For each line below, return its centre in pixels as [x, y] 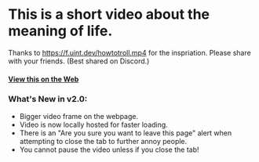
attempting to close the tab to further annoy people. [103, 141]
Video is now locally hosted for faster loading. [94, 124]
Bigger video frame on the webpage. [79, 116]
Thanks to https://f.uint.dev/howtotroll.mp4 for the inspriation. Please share [129, 52]
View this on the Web [44, 79]
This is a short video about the [109, 14]
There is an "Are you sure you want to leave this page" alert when [126, 133]
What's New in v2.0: [48, 99]
